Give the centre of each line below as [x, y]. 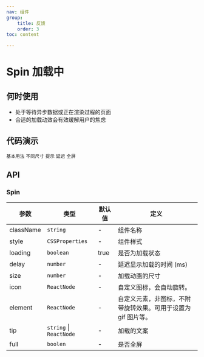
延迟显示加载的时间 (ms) [153, 264]
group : [15, 18]
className [25, 230]
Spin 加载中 [35, 72]
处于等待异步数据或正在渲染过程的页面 [63, 112]
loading [20, 252]
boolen [56, 344]
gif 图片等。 [135, 317]
